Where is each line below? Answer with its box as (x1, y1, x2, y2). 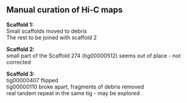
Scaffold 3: (6, 70, 35, 78)
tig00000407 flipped (6, 76, 59, 84)
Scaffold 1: (6, 21, 34, 28)
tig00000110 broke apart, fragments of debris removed (6, 83, 144, 90)
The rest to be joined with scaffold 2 (6, 33, 97, 41)
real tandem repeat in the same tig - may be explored (6, 89, 140, 96)
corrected (6, 58, 32, 65)
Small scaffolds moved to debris (6, 27, 87, 35)
